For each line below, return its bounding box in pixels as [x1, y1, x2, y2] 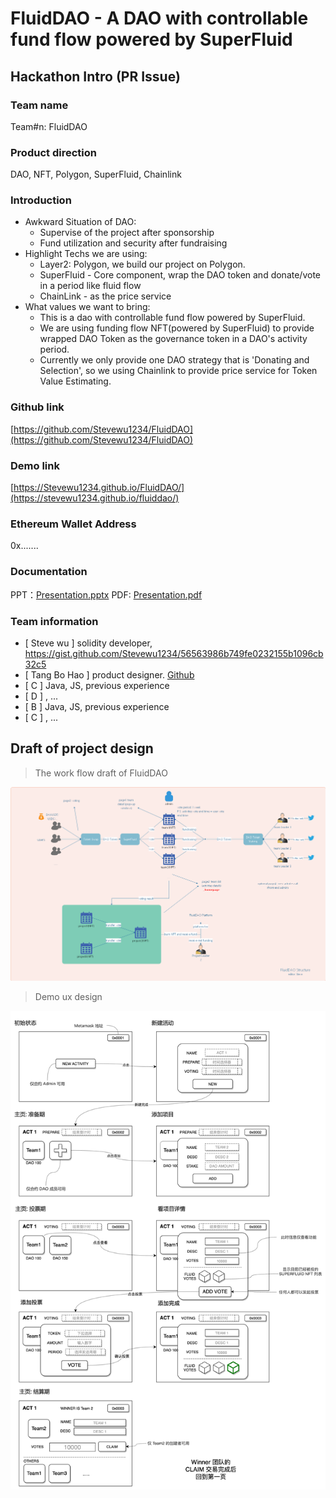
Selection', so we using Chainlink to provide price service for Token [39, 365, 318, 377]
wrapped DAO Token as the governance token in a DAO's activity [39, 333, 308, 345]
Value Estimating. [39, 375, 112, 387]
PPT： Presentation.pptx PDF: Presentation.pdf [10, 588, 203, 601]
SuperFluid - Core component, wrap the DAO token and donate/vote [39, 269, 321, 281]
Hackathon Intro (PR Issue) [10, 68, 181, 85]
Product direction [10, 145, 97, 159]
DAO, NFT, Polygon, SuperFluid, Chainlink [10, 168, 182, 181]
